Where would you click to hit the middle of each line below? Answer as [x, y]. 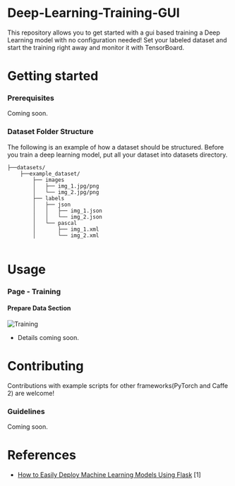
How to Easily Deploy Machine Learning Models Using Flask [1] [109, 475]
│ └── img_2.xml [66, 235]
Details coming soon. [48, 338]
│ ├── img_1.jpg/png [66, 186]
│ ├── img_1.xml [66, 229]
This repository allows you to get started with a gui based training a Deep [114, 32]
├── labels [49, 198]
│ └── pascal [55, 223]
